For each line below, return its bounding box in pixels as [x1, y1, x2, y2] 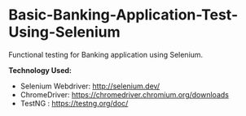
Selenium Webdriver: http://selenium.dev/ [20, 81, 160, 91]
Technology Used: [8, 65, 72, 75]
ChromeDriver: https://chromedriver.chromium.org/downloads [20, 89, 230, 99]
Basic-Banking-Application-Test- [8, 6, 239, 24]
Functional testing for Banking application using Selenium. [8, 49, 204, 59]
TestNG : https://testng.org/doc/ [20, 98, 129, 108]
